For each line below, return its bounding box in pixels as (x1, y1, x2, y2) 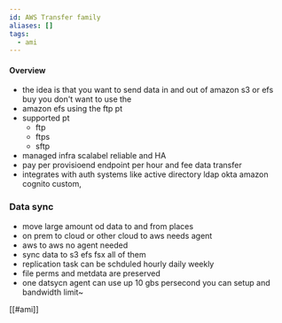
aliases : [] (9, 21, 53, 30)
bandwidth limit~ (21, 287, 84, 297)
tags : (9, 29, 29, 38)
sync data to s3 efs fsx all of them (21, 249, 146, 259)
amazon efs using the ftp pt (21, 104, 123, 114)
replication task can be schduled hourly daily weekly (21, 258, 215, 269)
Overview (9, 65, 46, 75)
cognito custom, (21, 179, 82, 189)
